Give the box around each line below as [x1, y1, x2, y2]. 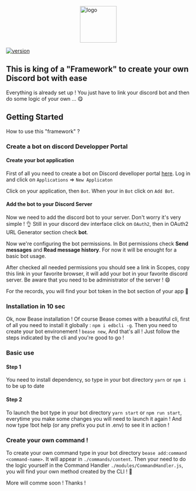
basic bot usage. [6, 252, 47, 259]
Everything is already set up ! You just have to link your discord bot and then [6, 89, 190, 96]
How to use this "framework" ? [6, 128, 80, 135]
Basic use [6, 349, 35, 357]
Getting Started [6, 112, 64, 122]
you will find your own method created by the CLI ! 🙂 [6, 468, 133, 475]
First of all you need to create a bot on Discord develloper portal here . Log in [6, 170, 191, 177]
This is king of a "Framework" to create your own [6, 64, 189, 74]
